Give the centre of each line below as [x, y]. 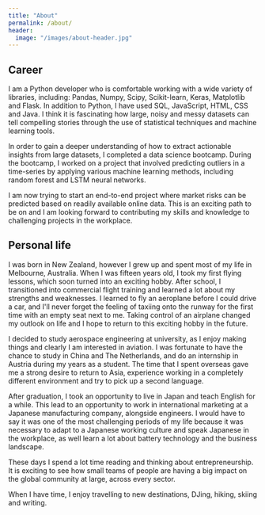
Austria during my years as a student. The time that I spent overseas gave [129, 364]
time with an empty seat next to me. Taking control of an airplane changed [129, 315]
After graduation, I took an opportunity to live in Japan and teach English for [132, 396]
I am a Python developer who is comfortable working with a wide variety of [131, 89]
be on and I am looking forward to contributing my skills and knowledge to [129, 212]
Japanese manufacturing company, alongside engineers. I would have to [127, 413]
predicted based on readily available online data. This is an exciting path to [130, 204]
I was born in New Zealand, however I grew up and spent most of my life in [130, 264]
